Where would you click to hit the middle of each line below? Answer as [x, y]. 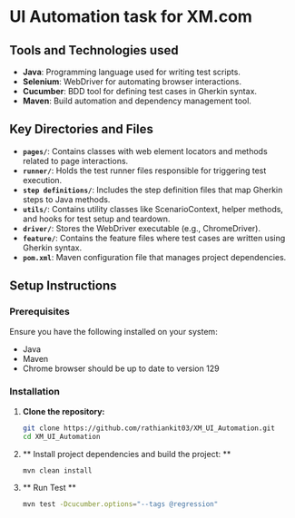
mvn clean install [57, 470]
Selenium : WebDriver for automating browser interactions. [132, 82]
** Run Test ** [49, 488]
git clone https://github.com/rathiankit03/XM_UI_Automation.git [148, 428]
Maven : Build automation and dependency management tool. [137, 101]
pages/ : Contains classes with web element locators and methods [145, 151]
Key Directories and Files [82, 129]
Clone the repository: [64, 411]
